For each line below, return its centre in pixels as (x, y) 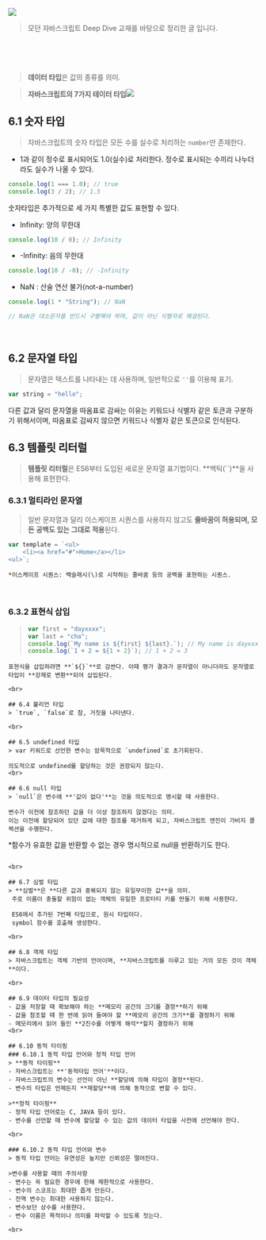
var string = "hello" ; (46, 394)
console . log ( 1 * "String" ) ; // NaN (67, 302)
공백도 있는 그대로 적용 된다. (78, 529)
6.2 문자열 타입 (43, 359)
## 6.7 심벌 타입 (34, 883)
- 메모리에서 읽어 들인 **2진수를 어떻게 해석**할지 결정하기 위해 (101, 1024)
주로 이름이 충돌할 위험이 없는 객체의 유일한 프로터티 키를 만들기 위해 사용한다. (125, 899)
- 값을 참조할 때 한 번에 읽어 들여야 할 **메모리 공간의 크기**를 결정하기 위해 (122, 1016)
